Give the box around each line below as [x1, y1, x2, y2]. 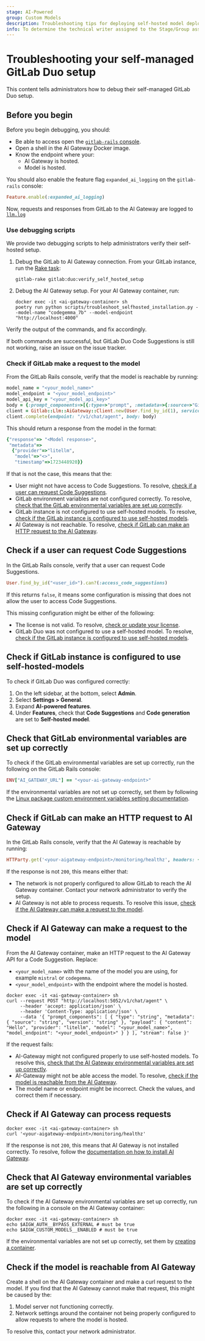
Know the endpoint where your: [15, 151, 95, 158]
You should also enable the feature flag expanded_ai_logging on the [6, 176, 176, 183]
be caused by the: [6, 1291, 52, 1299]
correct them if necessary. [15, 1091, 82, 1099]
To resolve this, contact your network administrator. [6, 1328, 136, 1335]
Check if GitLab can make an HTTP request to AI [6, 812, 193, 823]
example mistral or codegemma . [15, 974, 92, 981]
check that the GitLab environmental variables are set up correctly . [15, 502, 183, 509]
